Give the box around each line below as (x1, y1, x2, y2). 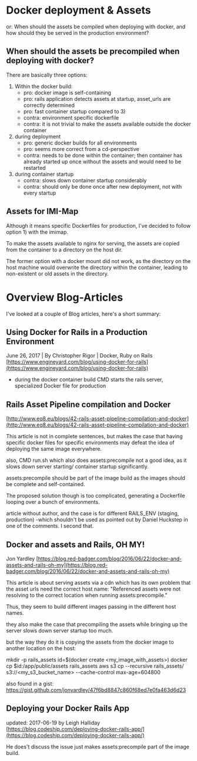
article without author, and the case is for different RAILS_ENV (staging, (6, 510, 179, 517)
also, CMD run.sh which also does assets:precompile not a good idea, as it (6, 457, 187, 464)
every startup (23, 189, 56, 196)
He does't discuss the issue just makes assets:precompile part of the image (6, 743, 190, 750)
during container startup (14, 170, 74, 178)
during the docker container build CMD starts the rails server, (14, 376, 163, 383)
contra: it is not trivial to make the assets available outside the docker (23, 120, 191, 127)
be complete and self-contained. (6, 481, 85, 488)
